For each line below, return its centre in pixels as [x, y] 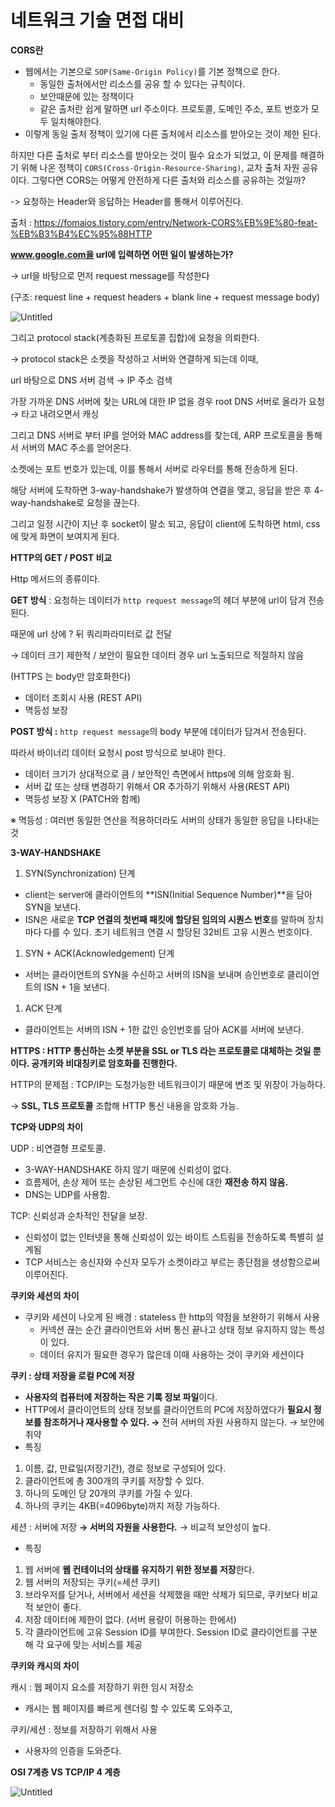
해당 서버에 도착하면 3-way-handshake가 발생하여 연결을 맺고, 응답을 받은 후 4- [167, 490]
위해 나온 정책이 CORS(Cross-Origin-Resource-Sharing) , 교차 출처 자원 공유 [169, 167]
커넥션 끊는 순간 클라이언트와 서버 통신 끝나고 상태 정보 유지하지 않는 [173, 1329]
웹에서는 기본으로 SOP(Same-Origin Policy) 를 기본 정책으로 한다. [152, 71]
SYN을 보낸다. [53, 907]
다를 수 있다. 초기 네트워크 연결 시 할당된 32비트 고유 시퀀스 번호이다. [178, 932]
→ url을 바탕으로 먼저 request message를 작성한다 [110, 275]
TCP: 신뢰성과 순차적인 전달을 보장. [79, 1215]
